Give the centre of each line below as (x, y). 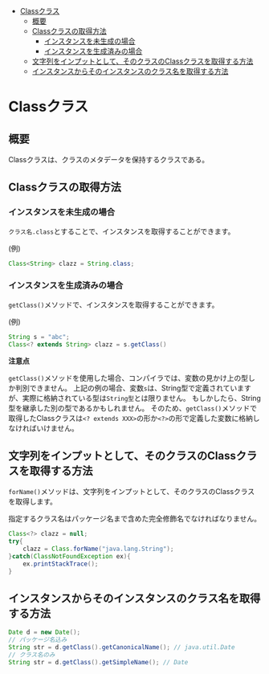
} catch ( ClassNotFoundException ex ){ (69, 557)
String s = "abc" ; (39, 337)
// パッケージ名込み (38, 640)
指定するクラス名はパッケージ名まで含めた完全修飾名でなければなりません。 (135, 519)
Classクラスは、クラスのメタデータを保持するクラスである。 (109, 159)
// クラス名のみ (32, 655)
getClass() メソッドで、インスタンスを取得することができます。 (114, 304)
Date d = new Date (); (45, 632)
